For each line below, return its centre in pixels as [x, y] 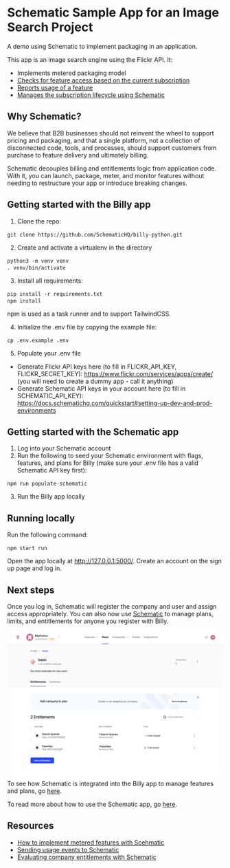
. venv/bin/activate [37, 268]
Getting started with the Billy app [79, 205]
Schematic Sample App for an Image [113, 13]
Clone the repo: [39, 221]
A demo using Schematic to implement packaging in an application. [102, 46]
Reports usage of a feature [55, 87]
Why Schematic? [44, 117]
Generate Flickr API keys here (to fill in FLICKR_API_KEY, [97, 367]
